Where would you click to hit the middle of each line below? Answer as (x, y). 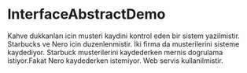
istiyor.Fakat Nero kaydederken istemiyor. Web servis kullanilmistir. (115, 61)
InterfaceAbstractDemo (87, 14)
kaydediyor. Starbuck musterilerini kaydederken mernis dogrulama (115, 52)
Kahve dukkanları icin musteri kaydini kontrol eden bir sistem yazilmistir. (124, 36)
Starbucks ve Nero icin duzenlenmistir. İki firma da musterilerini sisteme (124, 43)
